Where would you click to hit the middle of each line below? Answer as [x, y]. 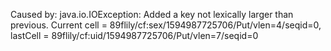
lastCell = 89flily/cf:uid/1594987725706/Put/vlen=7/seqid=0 [134, 35]
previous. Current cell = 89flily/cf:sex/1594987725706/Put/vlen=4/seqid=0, [166, 25]
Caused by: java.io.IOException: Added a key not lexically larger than [152, 14]
